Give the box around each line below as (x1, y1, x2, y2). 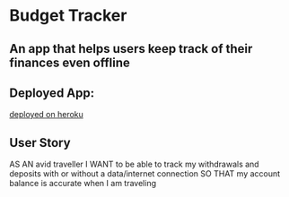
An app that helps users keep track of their (9, 41, 253, 56)
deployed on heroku (9, 109, 83, 120)
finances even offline (9, 55, 130, 70)
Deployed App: (9, 85, 95, 100)
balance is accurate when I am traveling (9, 178, 157, 189)
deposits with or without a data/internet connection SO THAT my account (9, 168, 281, 179)
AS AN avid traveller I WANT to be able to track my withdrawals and (9, 158, 259, 170)
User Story (9, 135, 71, 150)
